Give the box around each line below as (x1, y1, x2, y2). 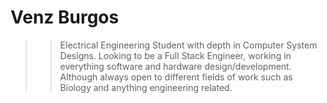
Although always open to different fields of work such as (59, 71, 293, 83)
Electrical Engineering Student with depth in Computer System (59, 39, 318, 51)
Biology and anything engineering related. (59, 81, 233, 93)
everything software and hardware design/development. (59, 60, 292, 72)
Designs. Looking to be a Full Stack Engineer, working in (59, 49, 292, 61)
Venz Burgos (10, 6, 120, 29)
